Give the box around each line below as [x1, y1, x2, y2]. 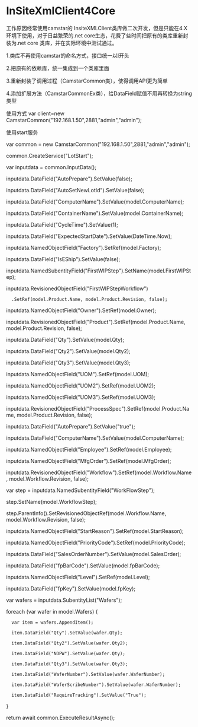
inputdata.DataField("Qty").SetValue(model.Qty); [6, 336, 125, 343]
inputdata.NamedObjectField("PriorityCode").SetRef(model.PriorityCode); [6, 539, 186, 546]
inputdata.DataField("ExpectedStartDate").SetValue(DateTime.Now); [6, 233, 173, 240]
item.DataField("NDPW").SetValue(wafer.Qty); [11, 650, 126, 656]
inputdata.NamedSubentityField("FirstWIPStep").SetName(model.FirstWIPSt [6, 267, 191, 274]
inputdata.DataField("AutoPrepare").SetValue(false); [6, 175, 133, 182]
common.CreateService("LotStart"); [6, 152, 93, 159]
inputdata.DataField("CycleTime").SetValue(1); [6, 221, 118, 228]
